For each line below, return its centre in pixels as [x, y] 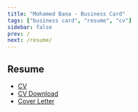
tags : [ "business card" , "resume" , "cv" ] [70, 21]
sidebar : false [30, 27]
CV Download [38, 94]
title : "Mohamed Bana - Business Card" [67, 14]
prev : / [19, 34]
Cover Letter [36, 101]
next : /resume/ [30, 40]
